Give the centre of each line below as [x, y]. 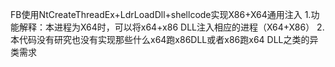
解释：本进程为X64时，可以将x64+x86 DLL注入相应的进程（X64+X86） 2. [171, 27]
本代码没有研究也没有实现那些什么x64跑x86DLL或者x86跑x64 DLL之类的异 [164, 39]
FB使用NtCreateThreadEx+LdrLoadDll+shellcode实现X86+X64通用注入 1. [161, 14]
